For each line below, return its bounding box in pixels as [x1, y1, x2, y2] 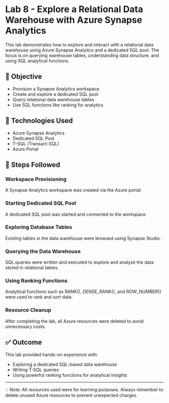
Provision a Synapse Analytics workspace [12, 86, 100, 92]
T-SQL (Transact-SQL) [12, 140, 59, 147]
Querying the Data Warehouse [5, 248, 81, 255]
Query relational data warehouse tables [12, 96, 95, 102]
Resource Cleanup [5, 307, 51, 314]
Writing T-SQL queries [12, 367, 59, 373]
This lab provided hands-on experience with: [5, 352, 98, 358]
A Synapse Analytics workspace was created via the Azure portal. [5, 187, 142, 193]
